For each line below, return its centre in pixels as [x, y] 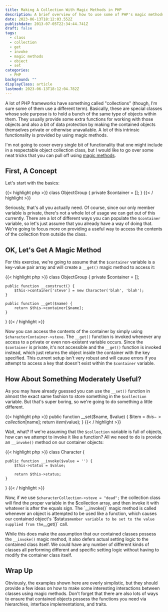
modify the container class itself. [39, 555]
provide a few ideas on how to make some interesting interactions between [82, 588]
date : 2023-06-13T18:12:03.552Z [39, 19]
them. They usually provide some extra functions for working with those [79, 119]
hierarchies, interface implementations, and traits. [56, 604]
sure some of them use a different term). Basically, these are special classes [84, 108]
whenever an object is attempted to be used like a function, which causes [81, 513]
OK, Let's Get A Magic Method [53, 250]
